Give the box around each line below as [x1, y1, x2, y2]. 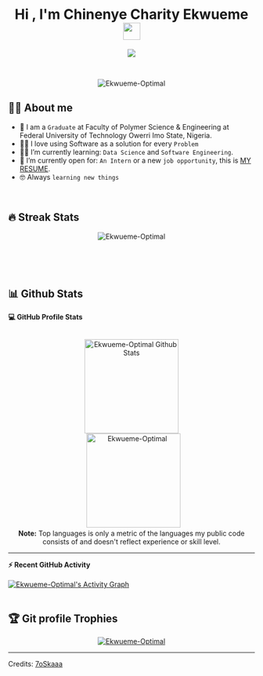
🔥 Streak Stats [8, 210, 80, 225]
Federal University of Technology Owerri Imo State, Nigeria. [19, 130, 213, 140]
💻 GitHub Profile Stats [8, 312, 83, 322]
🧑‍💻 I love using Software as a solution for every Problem [19, 139, 199, 148]
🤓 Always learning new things [19, 172, 120, 181]
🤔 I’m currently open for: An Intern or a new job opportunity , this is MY [19, 155, 252, 165]
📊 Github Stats [8, 287, 84, 300]
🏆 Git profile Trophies [8, 612, 118, 625]
